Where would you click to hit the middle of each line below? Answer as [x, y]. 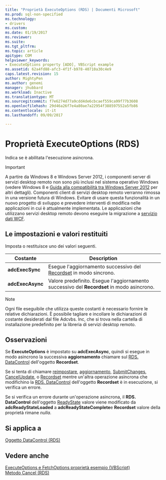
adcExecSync [24, 269]
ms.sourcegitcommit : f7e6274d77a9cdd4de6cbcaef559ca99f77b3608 [72, 102]
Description [103, 258]
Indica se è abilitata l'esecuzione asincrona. [49, 157]
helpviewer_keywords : [27, 60]
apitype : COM [19, 55]
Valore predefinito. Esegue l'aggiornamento [99, 281]
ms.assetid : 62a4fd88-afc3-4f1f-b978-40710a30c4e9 [58, 70]
